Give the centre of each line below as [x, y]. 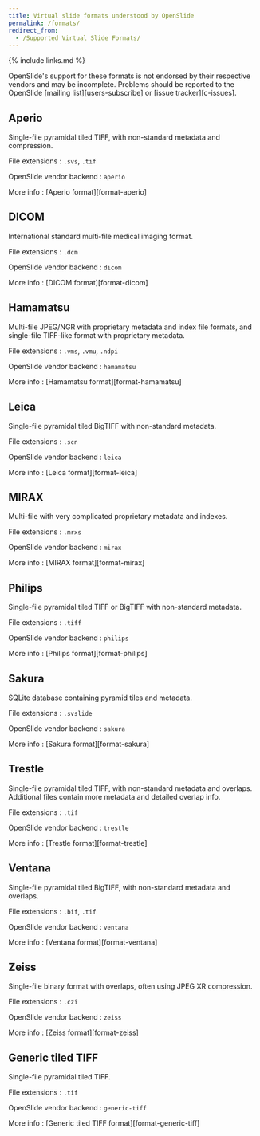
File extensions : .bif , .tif [52, 911]
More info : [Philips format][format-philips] [78, 654]
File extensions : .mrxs [45, 532]
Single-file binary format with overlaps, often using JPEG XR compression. [130, 986]
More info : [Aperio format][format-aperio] [78, 192]
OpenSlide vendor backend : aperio [67, 177]
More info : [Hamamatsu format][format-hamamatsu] [95, 381]
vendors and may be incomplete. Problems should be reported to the [122, 85]
